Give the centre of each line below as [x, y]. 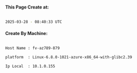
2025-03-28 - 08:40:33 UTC [34, 22]
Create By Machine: [27, 33]
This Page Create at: [27, 7]
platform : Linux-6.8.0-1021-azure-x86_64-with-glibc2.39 [69, 57]
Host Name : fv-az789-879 [32, 48]
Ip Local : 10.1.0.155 [30, 66]
